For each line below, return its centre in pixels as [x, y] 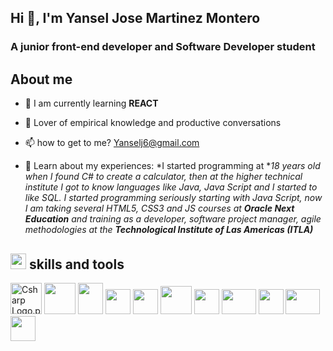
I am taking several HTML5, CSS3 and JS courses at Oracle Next [159, 208]
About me [41, 79]
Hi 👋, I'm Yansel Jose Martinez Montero [135, 18]
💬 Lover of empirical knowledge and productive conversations [153, 123]
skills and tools [76, 264]
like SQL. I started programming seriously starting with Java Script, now [173, 198]
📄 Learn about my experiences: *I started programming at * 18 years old [172, 166]
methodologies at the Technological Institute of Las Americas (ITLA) [169, 230]
